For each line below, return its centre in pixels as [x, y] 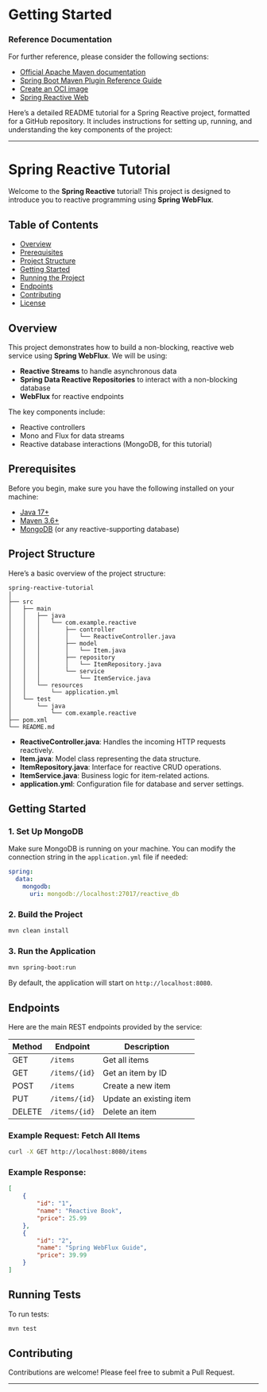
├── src [21, 602]
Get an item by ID [135, 1073]
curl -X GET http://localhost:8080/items [78, 1152]
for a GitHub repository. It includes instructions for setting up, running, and [130, 122]
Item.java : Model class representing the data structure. [110, 758]
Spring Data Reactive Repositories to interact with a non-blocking [129, 380]
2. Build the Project [46, 914]
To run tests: [29, 1314]
